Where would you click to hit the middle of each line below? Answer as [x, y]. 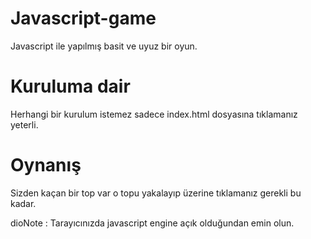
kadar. [23, 203]
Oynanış [46, 165]
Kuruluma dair [70, 86]
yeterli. [24, 124]
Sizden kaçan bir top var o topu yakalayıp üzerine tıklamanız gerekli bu [156, 193]
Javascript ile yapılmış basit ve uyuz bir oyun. [104, 46]
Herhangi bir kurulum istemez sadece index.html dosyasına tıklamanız [154, 114]
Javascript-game [83, 18]
